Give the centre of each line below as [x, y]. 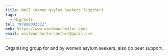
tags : [11, 15]
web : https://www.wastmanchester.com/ [46, 29]
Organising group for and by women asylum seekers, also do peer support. [84, 48]
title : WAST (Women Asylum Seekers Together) [54, 10]
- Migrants [21, 19]
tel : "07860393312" [26, 24]
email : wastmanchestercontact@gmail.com [49, 34]
